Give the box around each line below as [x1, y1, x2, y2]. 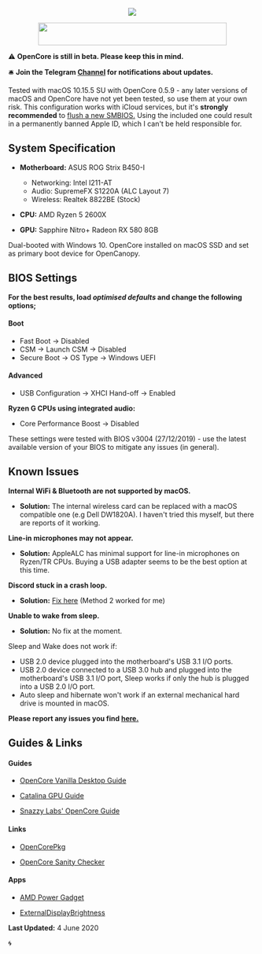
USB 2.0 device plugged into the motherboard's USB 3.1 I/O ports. [19, 657, 234, 666]
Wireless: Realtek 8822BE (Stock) [31, 194, 141, 204]
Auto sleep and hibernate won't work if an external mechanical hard [19, 690, 240, 699]
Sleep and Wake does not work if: [8, 641, 118, 650]
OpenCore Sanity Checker [19, 857, 105, 867]
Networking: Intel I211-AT [31, 178, 113, 187]
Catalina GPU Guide [19, 791, 84, 801]
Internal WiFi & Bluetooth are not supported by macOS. [8, 486, 191, 495]
